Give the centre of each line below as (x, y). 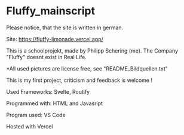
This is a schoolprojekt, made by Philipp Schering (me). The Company (92, 50)
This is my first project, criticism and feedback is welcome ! (79, 80)
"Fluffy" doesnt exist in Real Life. (46, 57)
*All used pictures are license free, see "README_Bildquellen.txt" (87, 68)
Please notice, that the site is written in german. (65, 27)
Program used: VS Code (36, 115)
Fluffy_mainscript (51, 11)
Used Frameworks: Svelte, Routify (48, 91)
